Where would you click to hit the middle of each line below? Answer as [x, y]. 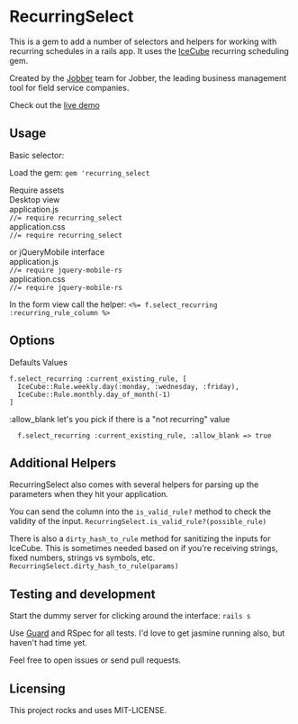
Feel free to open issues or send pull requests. [95, 660]
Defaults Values [38, 362]
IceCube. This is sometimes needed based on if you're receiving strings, [144, 548]
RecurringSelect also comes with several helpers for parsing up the [134, 484]
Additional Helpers [63, 462]
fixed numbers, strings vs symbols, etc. [82, 558]
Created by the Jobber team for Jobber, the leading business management [148, 77]
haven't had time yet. [49, 643]
